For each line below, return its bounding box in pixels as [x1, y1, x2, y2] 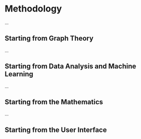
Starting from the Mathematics [5, 97, 103, 106]
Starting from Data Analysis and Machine [5, 62, 136, 71]
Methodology [5, 3, 62, 15]
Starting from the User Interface [5, 125, 107, 134]
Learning [5, 70, 34, 78]
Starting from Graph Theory [5, 34, 94, 43]
